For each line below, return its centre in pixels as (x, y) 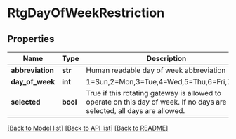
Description (166, 59)
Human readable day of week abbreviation (156, 70)
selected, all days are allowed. (136, 111)
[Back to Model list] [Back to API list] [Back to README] (88, 128)
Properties (31, 39)
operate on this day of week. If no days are (156, 102)
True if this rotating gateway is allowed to (154, 93)
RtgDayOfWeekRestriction (86, 13)
